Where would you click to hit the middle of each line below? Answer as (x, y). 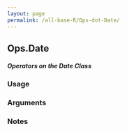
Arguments (27, 103)
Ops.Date (28, 48)
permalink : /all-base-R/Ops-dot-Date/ (63, 20)
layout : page (26, 14)
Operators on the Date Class (50, 66)
